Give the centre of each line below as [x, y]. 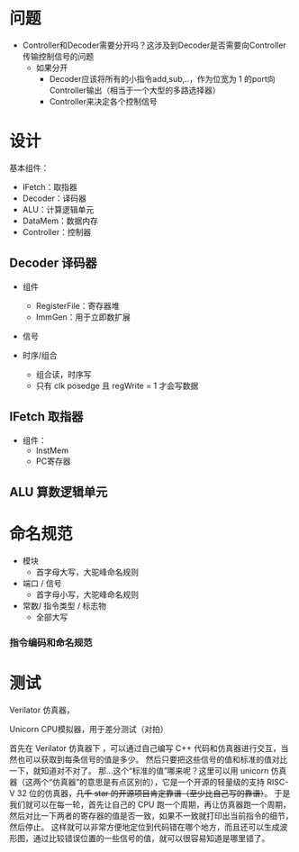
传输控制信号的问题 [58, 56]
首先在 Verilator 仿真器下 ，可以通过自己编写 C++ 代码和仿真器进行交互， [145, 748]
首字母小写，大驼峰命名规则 [87, 594]
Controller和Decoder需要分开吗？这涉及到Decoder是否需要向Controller [154, 45]
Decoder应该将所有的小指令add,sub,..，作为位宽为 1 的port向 [163, 78]
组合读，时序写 [63, 374]
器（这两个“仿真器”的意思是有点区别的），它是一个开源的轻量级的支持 [137, 782]
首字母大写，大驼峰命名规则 [87, 572]
